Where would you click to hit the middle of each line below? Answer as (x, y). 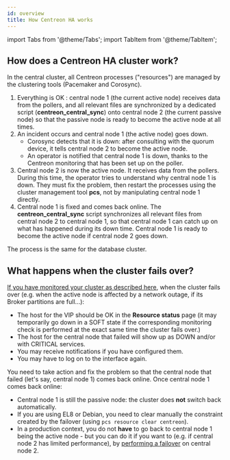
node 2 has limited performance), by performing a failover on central (114, 444)
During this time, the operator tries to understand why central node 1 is (117, 178)
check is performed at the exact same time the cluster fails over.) (108, 330)
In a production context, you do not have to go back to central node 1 (114, 429)
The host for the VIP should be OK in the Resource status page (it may (117, 315)
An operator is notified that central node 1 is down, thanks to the (117, 156)
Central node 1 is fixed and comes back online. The (89, 207)
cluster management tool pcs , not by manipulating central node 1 (108, 192)
